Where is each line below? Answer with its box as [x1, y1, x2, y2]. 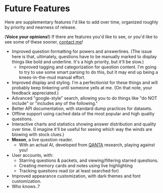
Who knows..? [11, 183, 40, 189]
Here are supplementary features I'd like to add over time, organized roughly [4, 19, 159, 25]
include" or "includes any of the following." [11, 100, 98, 106]
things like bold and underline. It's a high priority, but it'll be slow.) [11, 59, 144, 64]
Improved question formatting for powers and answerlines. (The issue [11, 48, 152, 54]
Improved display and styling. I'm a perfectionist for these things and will [11, 79, 158, 86]
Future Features [4, 3, 70, 14]
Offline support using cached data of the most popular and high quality [11, 110, 155, 116]
